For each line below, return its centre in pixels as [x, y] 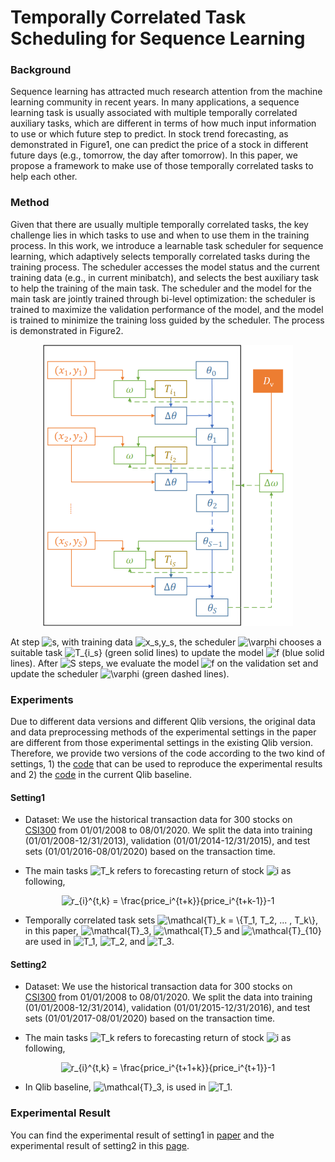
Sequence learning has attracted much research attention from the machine [166, 92]
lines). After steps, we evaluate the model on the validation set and [164, 663]
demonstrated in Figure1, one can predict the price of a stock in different [159, 145]
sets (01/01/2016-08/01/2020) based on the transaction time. [150, 852]
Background [41, 70]
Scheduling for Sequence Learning [158, 38]
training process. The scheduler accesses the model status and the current [165, 267]
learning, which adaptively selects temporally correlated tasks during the [160, 256]
